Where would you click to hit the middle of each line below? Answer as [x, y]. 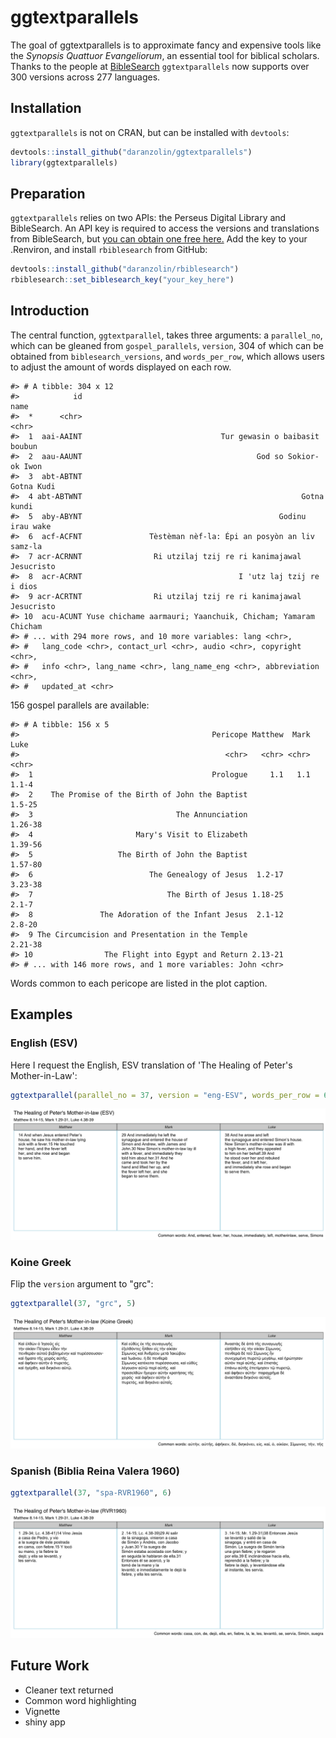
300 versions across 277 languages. [85, 77]
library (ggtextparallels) [64, 162]
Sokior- [303, 456]
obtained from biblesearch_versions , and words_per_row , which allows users [167, 356]
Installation [46, 108]
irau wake [31, 526]
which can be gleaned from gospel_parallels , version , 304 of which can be [167, 345]
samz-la [26, 546]
